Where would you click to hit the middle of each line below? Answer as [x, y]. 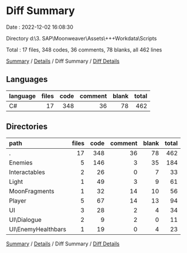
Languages [27, 79]
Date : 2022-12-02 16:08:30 [40, 27]
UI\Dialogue [25, 220]
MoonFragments [32, 191]
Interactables [27, 172]
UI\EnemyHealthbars [38, 229]
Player [18, 200]
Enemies [21, 162]
